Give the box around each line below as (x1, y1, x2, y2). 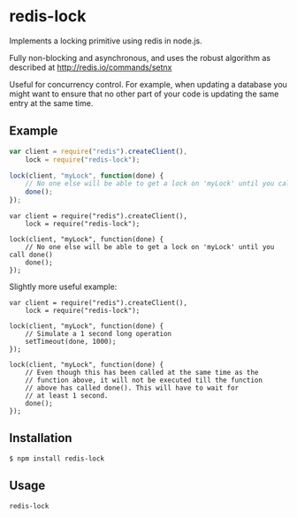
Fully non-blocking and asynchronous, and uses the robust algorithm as (9, 52, 271, 63)
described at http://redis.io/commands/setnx (9, 62, 172, 72)
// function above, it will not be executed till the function (25, 376, 263, 385)
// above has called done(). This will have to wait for (25, 384, 240, 392)
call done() (9, 250, 53, 259)
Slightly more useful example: (9, 281, 118, 292)
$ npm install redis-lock (9, 453, 104, 463)
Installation (9, 430, 72, 446)
